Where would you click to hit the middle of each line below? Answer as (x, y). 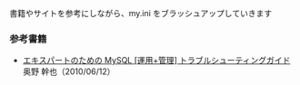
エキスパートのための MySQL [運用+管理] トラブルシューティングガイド (156, 61)
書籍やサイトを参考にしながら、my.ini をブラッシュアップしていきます (141, 13)
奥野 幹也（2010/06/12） (69, 71)
